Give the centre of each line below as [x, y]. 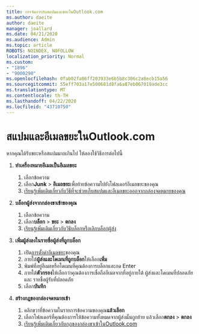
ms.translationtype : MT [36, 90]
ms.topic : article [29, 46]
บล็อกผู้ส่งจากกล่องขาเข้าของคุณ [46, 203]
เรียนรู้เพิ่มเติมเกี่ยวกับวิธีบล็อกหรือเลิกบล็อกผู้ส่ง [70, 228]
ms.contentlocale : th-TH [37, 96]
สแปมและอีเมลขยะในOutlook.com [81, 136]
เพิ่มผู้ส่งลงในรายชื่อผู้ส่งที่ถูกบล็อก [48, 240]
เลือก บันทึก [35, 287]
